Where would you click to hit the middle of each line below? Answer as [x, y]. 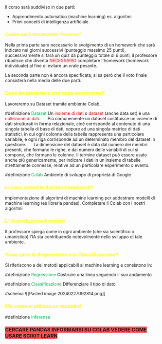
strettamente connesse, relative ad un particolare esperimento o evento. [77, 165]
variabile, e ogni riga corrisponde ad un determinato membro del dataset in [80, 139]
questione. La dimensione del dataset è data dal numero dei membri [76, 144]
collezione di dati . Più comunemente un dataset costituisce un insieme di [81, 118]
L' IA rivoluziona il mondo [35, 221]
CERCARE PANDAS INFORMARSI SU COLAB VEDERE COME [76, 329]
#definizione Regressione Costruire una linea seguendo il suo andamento [79, 275]
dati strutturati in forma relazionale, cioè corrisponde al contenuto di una [78, 124]
